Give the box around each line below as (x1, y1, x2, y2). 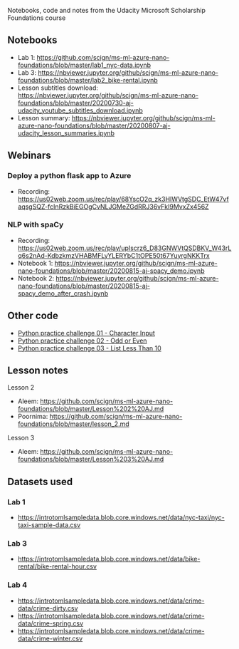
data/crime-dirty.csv (17, 603, 78, 612)
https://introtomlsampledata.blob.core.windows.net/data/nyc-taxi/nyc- (17, 513, 225, 522)
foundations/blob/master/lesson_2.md (17, 420, 129, 428)
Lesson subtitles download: (17, 83, 98, 92)
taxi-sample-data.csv (17, 521, 81, 529)
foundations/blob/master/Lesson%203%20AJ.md (17, 455, 164, 464)
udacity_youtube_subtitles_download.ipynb (17, 106, 144, 115)
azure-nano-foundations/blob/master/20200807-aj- (17, 121, 171, 130)
